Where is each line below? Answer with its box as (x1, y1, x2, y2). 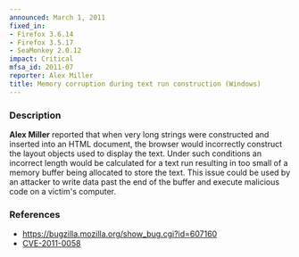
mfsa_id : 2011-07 (9, 63, 74, 72)
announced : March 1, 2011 (9, 12, 105, 22)
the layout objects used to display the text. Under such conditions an (9, 148, 262, 159)
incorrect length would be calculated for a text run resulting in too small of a (9, 157, 288, 168)
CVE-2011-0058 (21, 238, 81, 249)
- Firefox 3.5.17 (9, 37, 74, 47)
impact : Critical (9, 54, 74, 63)
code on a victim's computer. (9, 186, 117, 196)
